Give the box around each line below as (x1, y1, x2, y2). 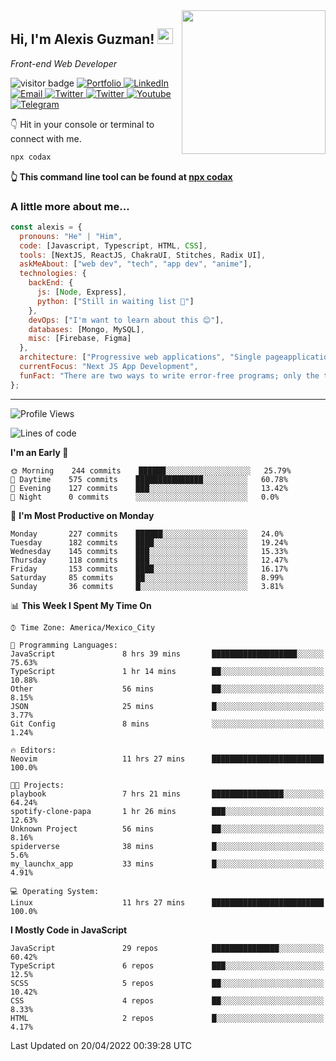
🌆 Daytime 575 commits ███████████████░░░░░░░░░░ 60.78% (10, 474, 288, 484)
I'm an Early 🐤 (10, 446, 69, 458)
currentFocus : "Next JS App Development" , (19, 362, 199, 372)
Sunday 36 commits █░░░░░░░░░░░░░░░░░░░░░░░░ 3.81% (10, 581, 284, 591)
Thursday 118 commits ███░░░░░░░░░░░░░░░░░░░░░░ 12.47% (10, 555, 288, 565)
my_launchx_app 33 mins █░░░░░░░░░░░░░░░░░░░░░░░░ (10, 859, 325, 869)
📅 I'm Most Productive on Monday (10, 509, 155, 521)
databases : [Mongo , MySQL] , (28, 324, 145, 334)
